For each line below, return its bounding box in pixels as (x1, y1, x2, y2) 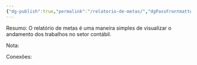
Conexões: (6, 53, 32, 60)
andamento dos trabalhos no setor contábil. (6, 30, 111, 38)
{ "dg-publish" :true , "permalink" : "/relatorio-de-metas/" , (6, 8, 148, 15)
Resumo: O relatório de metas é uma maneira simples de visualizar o (6, 24, 172, 31)
